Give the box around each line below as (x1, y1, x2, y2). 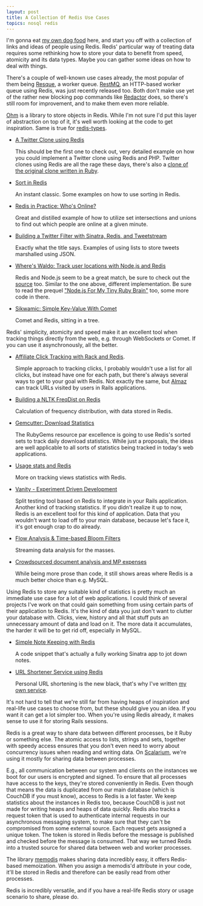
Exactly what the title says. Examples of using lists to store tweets (15, 244, 180, 251)
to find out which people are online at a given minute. (15, 220, 148, 228)
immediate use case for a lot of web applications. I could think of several (6, 595, 187, 602)
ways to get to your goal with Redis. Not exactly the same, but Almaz (15, 378, 187, 385)
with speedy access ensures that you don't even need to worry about (6, 742, 180, 750)
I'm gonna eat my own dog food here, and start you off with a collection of (6, 37, 192, 44)
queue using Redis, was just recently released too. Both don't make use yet (6, 87, 195, 94)
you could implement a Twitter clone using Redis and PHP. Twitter (15, 154, 180, 162)
